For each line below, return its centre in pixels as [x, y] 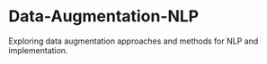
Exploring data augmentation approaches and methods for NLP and [133, 41]
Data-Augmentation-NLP [104, 16]
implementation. [38, 50]
